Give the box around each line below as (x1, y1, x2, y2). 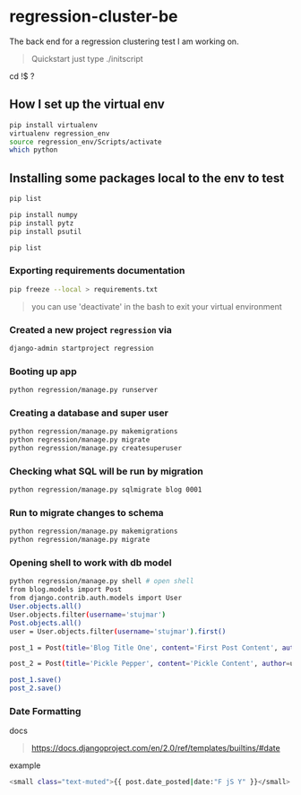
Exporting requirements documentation (9, 265, 185, 277)
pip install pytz (9, 218, 74, 228)
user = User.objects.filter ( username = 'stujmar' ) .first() (9, 626, 227, 636)
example (9, 760, 41, 771)
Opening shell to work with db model (9, 556, 172, 569)
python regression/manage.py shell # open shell (9, 577, 194, 586)
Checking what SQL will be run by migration (9, 465, 203, 477)
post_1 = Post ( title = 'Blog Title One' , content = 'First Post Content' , (9, 643, 279, 652)
